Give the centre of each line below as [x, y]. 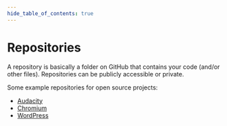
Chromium [32, 108]
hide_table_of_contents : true [51, 13]
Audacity [30, 101]
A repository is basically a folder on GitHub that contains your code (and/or [113, 67]
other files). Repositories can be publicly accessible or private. [96, 74]
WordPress [33, 115]
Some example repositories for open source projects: [83, 87]
